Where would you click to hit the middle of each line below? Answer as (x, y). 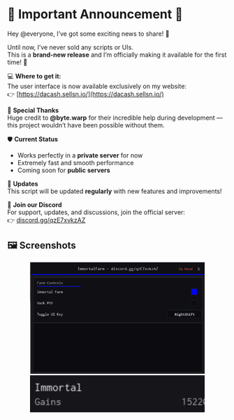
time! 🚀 (17, 62)
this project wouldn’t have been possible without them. (86, 125)
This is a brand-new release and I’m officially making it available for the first (117, 55)
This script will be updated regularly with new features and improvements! (115, 191)
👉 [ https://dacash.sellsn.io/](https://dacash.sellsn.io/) (86, 94)
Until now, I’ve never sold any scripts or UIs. (71, 47)
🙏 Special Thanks (33, 110)
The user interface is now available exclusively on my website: (97, 86)
